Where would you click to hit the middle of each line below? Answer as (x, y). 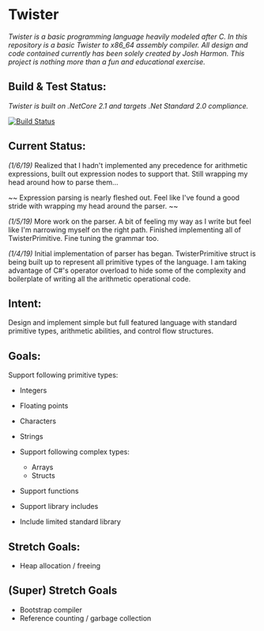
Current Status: (47, 146)
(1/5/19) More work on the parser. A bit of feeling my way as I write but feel (130, 221)
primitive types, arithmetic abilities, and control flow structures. (111, 331)
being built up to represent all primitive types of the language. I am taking (127, 262)
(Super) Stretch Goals (63, 591)
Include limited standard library (70, 522)
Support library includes (59, 507)
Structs (43, 476)
